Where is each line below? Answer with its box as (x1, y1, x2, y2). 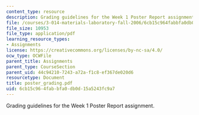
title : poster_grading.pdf (6, 81, 73, 87)
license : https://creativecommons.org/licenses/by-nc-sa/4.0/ (6, 47, 163, 53)
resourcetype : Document (6, 75, 65, 81)
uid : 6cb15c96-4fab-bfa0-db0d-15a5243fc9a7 (6, 86, 115, 92)
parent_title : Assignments (6, 58, 73, 64)
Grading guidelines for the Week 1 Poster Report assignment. (6, 102, 155, 109)
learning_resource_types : (6, 36, 70, 42)
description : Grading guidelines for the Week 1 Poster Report (6, 14, 166, 20)
